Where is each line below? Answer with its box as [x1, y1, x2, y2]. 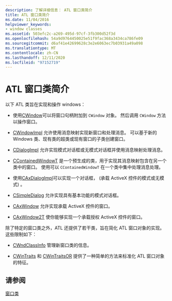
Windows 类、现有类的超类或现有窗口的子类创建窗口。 [12, 136, 128, 142]
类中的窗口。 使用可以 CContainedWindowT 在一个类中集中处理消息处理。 [12, 164, 164, 170]
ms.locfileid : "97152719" [5, 60, 60, 65]
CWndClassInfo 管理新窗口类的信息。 [12, 242, 92, 248]
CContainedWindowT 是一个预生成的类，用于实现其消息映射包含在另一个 [12, 158, 167, 164]
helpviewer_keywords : [5, 21, 52, 27]
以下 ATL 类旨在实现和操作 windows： [5, 101, 85, 107]
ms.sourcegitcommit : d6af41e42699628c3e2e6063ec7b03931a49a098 [5, 41, 143, 46]
